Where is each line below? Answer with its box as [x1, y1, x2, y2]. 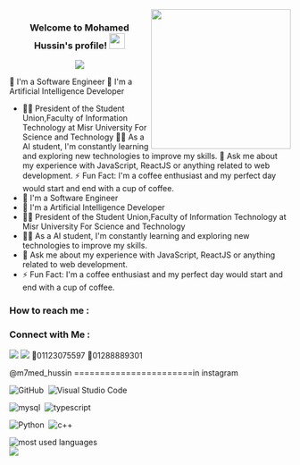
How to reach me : [9, 304, 89, 317]
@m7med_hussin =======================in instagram [9, 367, 238, 378]
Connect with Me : [9, 328, 91, 341]
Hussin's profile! [34, 39, 107, 52]
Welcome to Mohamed [29, 21, 129, 34]
